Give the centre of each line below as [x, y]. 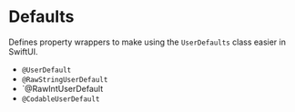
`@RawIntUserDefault [62, 88]
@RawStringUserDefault [65, 79]
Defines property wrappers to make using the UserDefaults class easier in [147, 42]
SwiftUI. [23, 51]
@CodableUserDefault [61, 99]
